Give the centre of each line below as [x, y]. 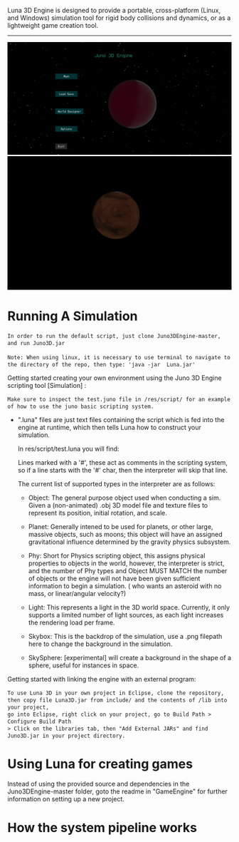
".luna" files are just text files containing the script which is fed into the [121, 419]
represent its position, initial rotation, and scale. [97, 513]
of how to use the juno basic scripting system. [81, 406]
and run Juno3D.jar [36, 343]
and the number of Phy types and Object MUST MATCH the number [128, 570]
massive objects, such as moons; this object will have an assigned [125, 534]
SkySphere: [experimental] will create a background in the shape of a [130, 657]
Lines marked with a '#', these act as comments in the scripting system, [122, 462]
